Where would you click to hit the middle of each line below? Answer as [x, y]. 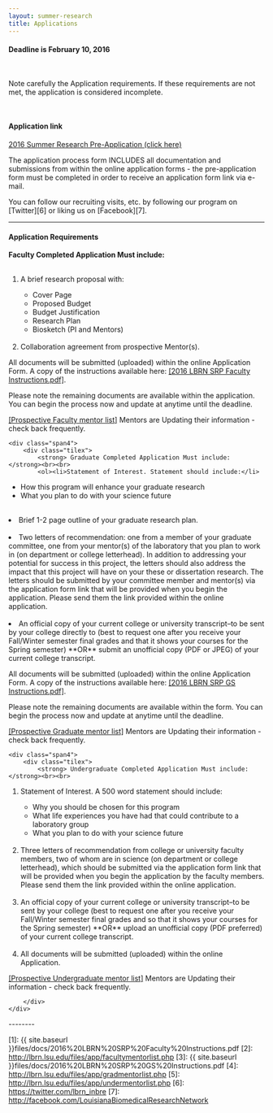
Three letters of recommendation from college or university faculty [132, 850]
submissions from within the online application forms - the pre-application [132, 168]
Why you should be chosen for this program [106, 807]
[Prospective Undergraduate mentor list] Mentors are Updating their [122, 978]
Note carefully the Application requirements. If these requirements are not [132, 83]
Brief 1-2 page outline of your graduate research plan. [109, 520]
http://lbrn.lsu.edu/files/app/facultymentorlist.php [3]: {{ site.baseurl [123, 1057]
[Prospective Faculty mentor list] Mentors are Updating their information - [132, 420]
